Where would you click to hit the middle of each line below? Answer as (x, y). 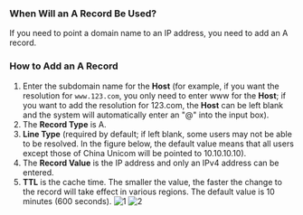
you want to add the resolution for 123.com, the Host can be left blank (152, 105)
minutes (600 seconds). (67, 201)
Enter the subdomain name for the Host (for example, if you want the (151, 86)
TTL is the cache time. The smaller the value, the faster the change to (152, 182)
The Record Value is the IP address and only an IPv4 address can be (151, 163)
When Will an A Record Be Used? (83, 14)
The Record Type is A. (64, 124)
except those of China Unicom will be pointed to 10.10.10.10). (134, 153)
